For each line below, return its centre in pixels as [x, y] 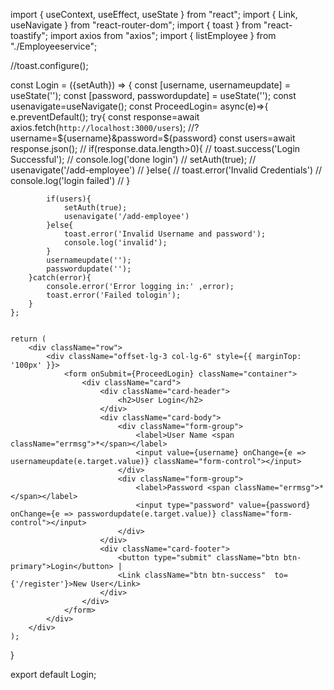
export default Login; [53, 674]
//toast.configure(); [49, 65]
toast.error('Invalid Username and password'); [165, 234]
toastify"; [29, 35]
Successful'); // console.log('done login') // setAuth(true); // [133, 159]
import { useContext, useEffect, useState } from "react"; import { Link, [154, 14]
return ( [28, 339]
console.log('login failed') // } [70, 180]
